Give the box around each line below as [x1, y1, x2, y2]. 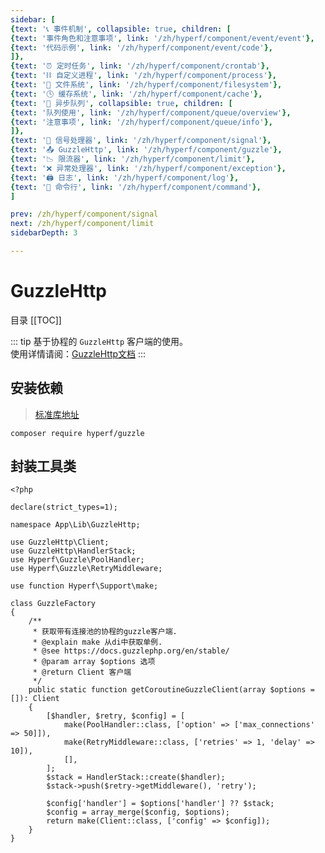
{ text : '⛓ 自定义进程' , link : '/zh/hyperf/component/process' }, [10, 71, 277, 81]
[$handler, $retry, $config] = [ [46, 711, 186, 721]
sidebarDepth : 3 [10, 228, 78, 238]
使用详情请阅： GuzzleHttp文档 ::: [10, 347, 147, 360]
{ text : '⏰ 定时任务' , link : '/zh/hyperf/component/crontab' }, [10, 61, 270, 71]
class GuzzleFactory [10, 599, 97, 609]
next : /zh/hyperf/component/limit [10, 219, 155, 229]
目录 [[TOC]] [10, 314, 62, 326]
